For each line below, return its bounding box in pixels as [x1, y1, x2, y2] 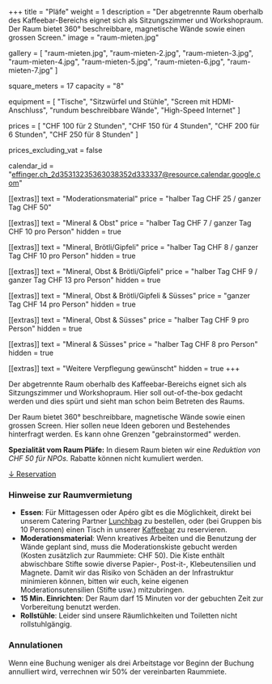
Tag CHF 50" [8, 202, 52, 212]
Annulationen [8, 640, 63, 651]
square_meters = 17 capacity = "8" [8, 81, 125, 91]
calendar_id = [8, 161, 54, 171]
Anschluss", [8, 105, 49, 115]
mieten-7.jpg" [8, 65, 54, 75]
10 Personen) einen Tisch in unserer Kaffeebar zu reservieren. [19, 525, 228, 534]
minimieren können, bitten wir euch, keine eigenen [19, 576, 189, 586]
